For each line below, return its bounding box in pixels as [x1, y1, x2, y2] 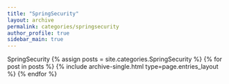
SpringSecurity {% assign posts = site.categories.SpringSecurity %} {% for [7, 55, 223, 63]
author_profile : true [7, 29, 70, 37]
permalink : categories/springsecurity [7, 23, 119, 30]
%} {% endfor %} [7, 70, 58, 78]
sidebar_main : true [7, 36, 64, 43]
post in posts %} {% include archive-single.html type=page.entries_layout [7, 62, 219, 71]
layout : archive [7, 17, 54, 24]
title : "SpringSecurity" [7, 10, 79, 17]
